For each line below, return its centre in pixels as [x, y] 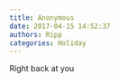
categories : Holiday [48, 43]
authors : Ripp [36, 34]
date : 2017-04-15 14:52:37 [60, 26]
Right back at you [42, 69]
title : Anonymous [42, 18]
